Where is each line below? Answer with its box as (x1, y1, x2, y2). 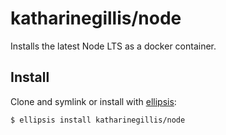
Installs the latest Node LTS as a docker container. (10, 40, 217, 52)
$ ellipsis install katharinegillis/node (10, 115, 186, 125)
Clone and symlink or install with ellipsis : (10, 95, 177, 107)
